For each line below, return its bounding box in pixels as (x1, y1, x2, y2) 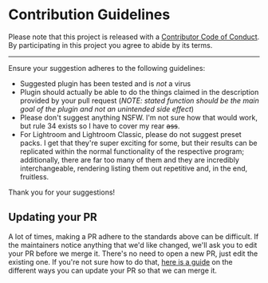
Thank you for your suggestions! (8, 187, 116, 197)
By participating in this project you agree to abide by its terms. (8, 40, 213, 49)
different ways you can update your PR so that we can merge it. (8, 265, 218, 275)
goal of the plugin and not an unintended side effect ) (19, 104, 194, 113)
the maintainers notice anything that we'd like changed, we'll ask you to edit (8, 240, 258, 250)
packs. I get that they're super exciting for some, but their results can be (19, 138, 258, 147)
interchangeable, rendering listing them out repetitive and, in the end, (19, 163, 248, 173)
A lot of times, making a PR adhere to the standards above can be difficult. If (8, 231, 259, 241)
